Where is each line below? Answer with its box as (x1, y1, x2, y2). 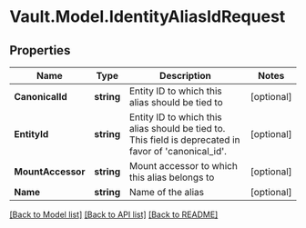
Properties (9, 43, 71, 58)
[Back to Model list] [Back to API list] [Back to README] (9, 209, 219, 220)
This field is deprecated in (128, 134, 240, 146)
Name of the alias (128, 186, 205, 198)
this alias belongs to (128, 171, 215, 183)
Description (158, 70, 212, 82)
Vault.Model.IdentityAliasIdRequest (9, 6, 286, 27)
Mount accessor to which (128, 160, 239, 172)
